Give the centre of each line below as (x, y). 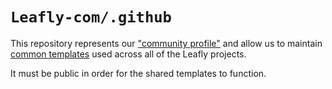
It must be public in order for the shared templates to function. (138, 73)
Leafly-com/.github (91, 17)
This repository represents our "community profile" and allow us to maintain (166, 43)
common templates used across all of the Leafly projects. (128, 54)
